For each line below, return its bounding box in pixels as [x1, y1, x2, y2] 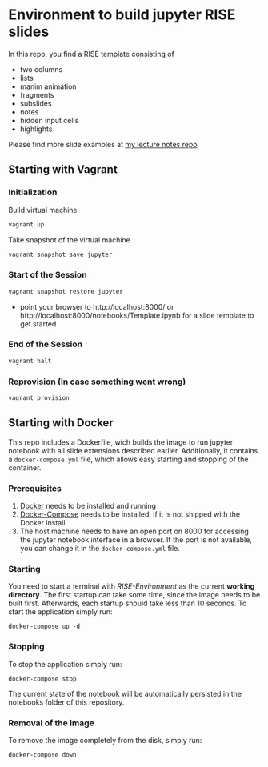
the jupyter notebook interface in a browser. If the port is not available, [19, 535, 252, 545]
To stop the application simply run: [8, 659, 122, 669]
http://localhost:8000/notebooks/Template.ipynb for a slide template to [19, 310, 254, 320]
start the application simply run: [8, 607, 113, 617]
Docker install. [19, 518, 68, 527]
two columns [19, 64, 63, 74]
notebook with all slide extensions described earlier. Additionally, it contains [8, 445, 258, 455]
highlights [19, 124, 53, 134]
